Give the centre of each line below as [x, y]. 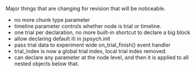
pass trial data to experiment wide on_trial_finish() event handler [92, 45]
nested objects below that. [46, 64]
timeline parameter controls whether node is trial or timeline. [88, 26]
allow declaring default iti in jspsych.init [62, 39]
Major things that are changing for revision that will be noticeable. [86, 9]
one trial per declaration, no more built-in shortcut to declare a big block [102, 32]
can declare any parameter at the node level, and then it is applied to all [101, 57]
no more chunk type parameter [52, 20]
